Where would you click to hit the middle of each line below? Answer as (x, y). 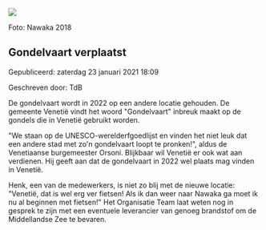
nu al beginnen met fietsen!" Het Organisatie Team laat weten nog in (121, 202)
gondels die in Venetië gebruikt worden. (74, 119)
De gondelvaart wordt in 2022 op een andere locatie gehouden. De (119, 103)
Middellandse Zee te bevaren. (57, 219)
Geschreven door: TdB (45, 87)
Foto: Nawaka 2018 (40, 27)
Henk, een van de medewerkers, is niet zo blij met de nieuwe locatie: (122, 185)
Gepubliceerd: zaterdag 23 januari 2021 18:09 (83, 71)
